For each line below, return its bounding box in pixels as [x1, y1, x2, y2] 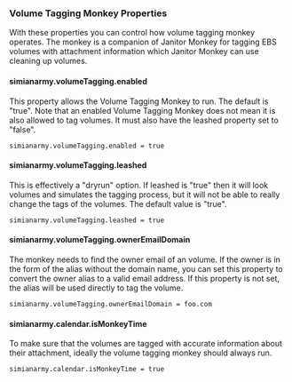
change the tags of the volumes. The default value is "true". [9, 198, 227, 209]
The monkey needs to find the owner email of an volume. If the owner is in [9, 254, 281, 265]
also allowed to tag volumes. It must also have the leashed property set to [9, 115, 280, 125]
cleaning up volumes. [9, 56, 88, 67]
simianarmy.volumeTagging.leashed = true [9, 216, 165, 225]
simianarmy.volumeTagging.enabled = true [9, 141, 165, 150]
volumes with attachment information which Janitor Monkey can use [9, 46, 259, 57]
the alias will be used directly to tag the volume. [9, 283, 184, 293]
